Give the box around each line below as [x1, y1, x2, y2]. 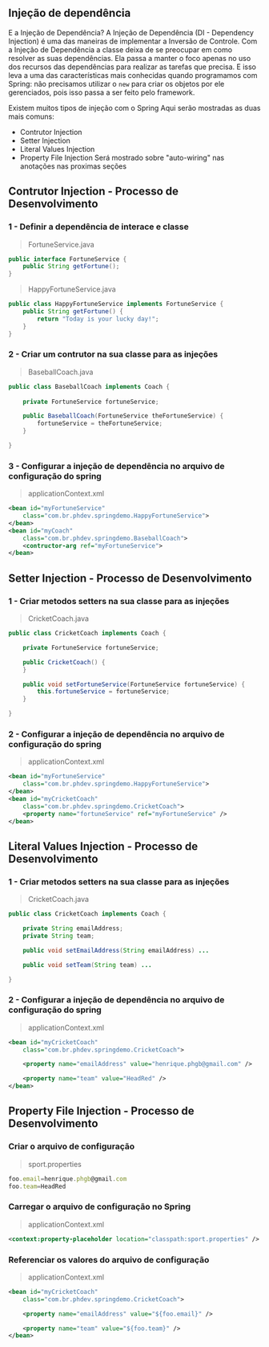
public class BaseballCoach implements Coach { [8, 382, 171, 390]
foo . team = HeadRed [8, 1182, 66, 1190]
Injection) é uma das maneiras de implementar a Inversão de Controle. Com [8, 36, 258, 46]
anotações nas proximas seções [19, 161, 126, 171]
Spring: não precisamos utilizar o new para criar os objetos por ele [8, 79, 225, 88]
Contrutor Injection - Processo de [8, 185, 179, 198]
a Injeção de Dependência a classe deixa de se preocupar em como [8, 44, 233, 55]
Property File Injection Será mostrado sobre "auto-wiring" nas [19, 153, 225, 162]
